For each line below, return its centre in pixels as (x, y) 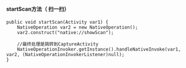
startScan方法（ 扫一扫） (38, 9)
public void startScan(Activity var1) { (58, 22)
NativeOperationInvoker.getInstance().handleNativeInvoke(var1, (99, 50)
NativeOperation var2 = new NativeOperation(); (77, 27)
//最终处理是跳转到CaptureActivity (58, 44)
